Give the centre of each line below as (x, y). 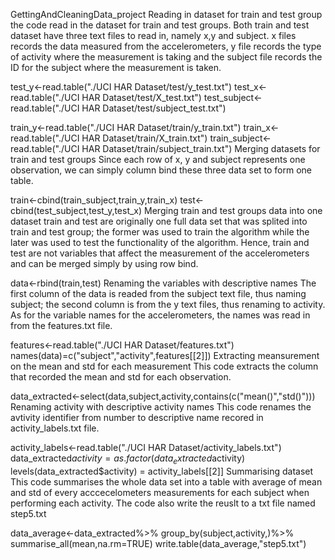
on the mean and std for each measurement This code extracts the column (164, 366)
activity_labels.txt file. (55, 428)
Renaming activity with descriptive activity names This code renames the (161, 407)
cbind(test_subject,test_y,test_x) (76, 210)
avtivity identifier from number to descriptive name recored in (137, 417)
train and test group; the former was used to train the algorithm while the (160, 232)
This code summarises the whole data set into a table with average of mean (166, 481)
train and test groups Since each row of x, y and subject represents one (158, 159)
